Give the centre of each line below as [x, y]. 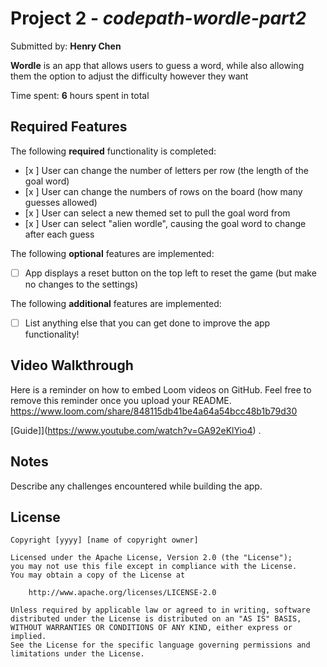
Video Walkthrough [72, 365]
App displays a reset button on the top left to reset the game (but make [170, 273]
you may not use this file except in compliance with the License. [154, 567]
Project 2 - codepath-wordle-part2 [158, 18]
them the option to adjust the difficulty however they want [129, 76]
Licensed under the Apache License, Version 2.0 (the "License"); [151, 558]
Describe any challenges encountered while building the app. [136, 486]
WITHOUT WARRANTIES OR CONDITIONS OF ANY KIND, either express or [151, 628]
